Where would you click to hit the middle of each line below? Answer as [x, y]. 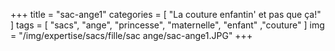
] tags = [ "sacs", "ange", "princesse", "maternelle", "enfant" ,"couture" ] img [167, 25]
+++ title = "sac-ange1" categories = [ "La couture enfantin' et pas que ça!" [166, 14]
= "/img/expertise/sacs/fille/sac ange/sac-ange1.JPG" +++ [131, 35]
